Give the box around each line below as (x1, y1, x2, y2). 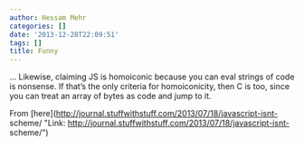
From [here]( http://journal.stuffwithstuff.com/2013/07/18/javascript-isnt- (9, 108, 279, 119)
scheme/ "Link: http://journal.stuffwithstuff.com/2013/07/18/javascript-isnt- (9, 118, 290, 129)
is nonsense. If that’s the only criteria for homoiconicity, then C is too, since (9, 81, 290, 92)
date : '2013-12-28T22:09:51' (9, 30, 119, 39)
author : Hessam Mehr (9, 13, 88, 23)
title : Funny (9, 47, 59, 56)
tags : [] (9, 38, 43, 48)
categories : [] (9, 22, 67, 31)
